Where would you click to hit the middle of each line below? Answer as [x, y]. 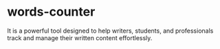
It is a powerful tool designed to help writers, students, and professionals [110, 31]
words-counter [51, 12]
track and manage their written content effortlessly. [80, 37]
